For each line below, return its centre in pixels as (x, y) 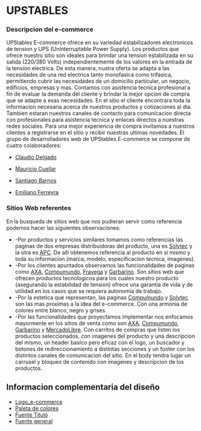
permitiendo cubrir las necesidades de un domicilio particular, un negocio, (99, 81)
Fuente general (34, 421)
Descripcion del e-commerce (50, 30)
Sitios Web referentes (39, 208)
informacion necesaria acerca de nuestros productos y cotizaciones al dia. (99, 107)
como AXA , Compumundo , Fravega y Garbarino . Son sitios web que (99, 271)
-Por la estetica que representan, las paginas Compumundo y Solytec (101, 297)
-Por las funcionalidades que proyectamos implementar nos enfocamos (104, 317)
